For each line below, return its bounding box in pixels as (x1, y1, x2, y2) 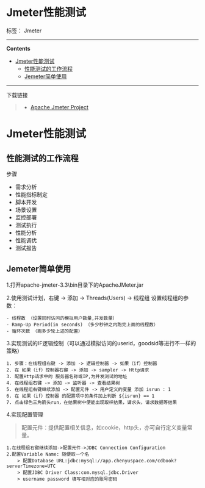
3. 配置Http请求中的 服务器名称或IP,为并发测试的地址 (6, 373, 128, 379)
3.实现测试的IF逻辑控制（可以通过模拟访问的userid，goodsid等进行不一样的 (6, 339, 196, 346)
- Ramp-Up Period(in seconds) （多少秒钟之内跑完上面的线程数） (6, 321, 159, 328)
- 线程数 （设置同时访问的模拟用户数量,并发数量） (6, 315, 118, 321)
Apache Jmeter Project (30, 103, 88, 110)
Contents (6, 45, 31, 52)
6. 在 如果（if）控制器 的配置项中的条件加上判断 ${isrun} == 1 (6, 393, 155, 399)
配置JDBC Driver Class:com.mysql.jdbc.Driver (22, 469, 138, 476)
